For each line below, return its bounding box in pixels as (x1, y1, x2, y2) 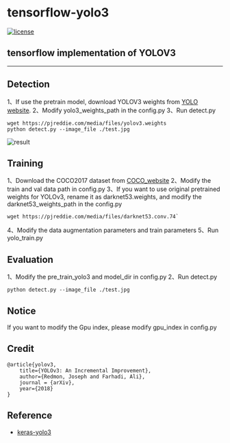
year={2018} (19, 385, 53, 392)
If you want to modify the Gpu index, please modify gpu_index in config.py (7, 323, 217, 331)
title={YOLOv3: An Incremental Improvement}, (19, 367, 152, 374)
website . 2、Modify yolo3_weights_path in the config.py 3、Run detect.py (7, 106, 216, 114)
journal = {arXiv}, (19, 379, 75, 386)
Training (7, 157, 44, 169)
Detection (7, 79, 50, 90)
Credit (7, 343, 34, 355)
